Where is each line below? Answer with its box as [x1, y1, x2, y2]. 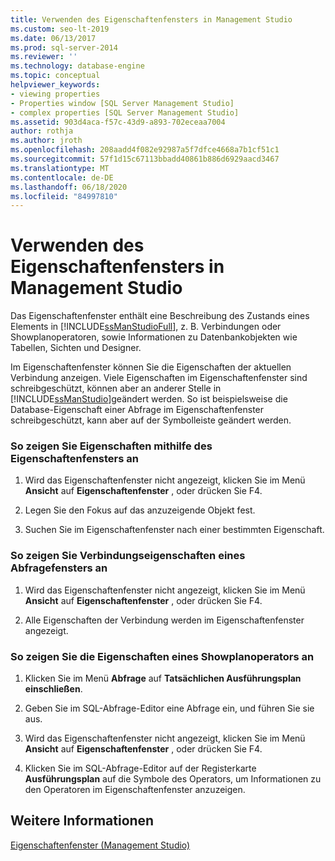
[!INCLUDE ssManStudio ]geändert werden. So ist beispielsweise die [10, 393, 288, 405]
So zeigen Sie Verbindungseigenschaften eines [10, 549, 246, 563]
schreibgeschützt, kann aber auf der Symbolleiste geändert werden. [10, 414, 292, 426]
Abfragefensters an [10, 561, 108, 575]
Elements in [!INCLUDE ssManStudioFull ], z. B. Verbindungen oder [10, 321, 282, 333]
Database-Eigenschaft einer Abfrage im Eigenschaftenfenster [10, 404, 265, 416]
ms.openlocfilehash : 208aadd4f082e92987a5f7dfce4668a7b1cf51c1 [10, 145, 280, 155]
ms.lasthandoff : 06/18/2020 [10, 182, 128, 192]
